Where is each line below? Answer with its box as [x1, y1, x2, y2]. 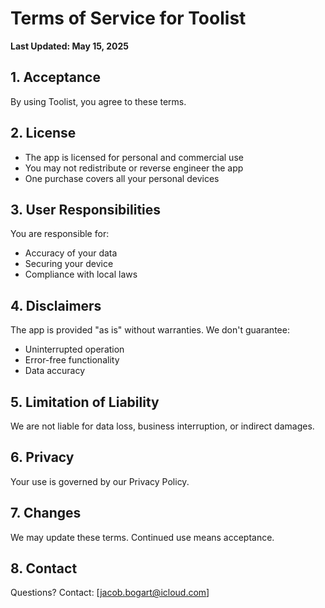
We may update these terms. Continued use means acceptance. [10, 531, 275, 543]
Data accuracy [24, 365, 86, 377]
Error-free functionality [24, 354, 120, 366]
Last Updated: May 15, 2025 [10, 40, 129, 52]
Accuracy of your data [24, 247, 118, 259]
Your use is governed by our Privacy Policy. [10, 475, 190, 487]
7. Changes [10, 505, 82, 522]
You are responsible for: [10, 228, 110, 240]
